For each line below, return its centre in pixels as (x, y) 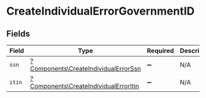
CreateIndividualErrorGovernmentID (101, 11)
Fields (18, 34)
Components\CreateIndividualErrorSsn (85, 68)
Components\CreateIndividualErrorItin (84, 86)
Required (160, 51)
